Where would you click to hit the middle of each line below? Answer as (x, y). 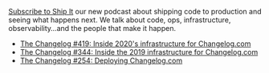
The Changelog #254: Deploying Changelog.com (101, 60)
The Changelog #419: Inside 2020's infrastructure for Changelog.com (135, 44)
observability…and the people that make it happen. (92, 28)
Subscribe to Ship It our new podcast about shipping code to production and (135, 12)
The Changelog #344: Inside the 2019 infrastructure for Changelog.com (139, 52)
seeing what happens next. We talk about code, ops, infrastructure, (120, 20)
